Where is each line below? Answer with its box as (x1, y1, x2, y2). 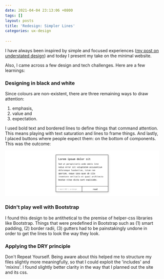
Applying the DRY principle (5, 242, 71, 249)
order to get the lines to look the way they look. (5, 230, 100, 236)
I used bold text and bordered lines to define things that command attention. (5, 125, 158, 131)
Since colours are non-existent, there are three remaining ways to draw (5, 91, 148, 97)
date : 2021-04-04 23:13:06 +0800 (5, 8, 73, 13)
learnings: (5, 67, 25, 73)
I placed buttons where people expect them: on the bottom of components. (5, 136, 156, 142)
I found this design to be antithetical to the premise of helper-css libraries (5, 215, 153, 221)
